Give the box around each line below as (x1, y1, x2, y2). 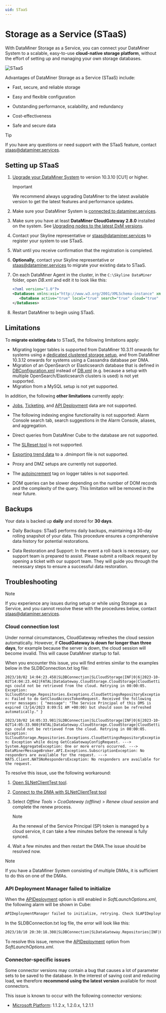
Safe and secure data (12, 122, 56, 129)
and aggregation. (12, 422, 47, 428)
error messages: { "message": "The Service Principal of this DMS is (5, 701, 152, 705)
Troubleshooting (5, 577, 58, 586)
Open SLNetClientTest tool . (12, 779, 68, 785)
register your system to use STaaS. (12, 238, 84, 244)
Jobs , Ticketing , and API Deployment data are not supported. (12, 402, 137, 408)
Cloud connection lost (5, 623, 59, 630)
